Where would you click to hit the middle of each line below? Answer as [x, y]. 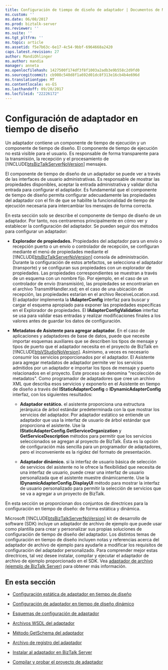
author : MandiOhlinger [29, 56]
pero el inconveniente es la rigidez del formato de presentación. [85, 452]
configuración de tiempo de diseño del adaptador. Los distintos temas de [80, 534]
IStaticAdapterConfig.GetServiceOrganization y [70, 431]
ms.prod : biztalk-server [31, 24]
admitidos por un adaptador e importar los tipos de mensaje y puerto [83, 368]
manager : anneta [22, 66]
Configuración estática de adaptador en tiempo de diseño [72, 594]
